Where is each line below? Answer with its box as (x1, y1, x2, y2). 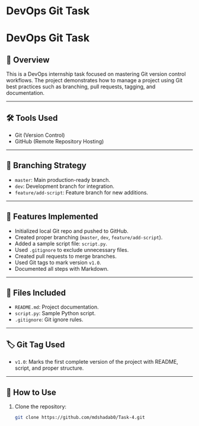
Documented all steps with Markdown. (14, 265, 109, 272)
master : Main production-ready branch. (14, 176, 111, 183)
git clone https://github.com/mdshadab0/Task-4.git (14, 415, 145, 421)
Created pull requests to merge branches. (14, 252, 117, 260)
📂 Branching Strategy (6, 161, 87, 171)
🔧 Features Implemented (6, 212, 98, 222)
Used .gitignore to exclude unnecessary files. (14, 246, 129, 253)
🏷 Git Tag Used (6, 339, 65, 350)
